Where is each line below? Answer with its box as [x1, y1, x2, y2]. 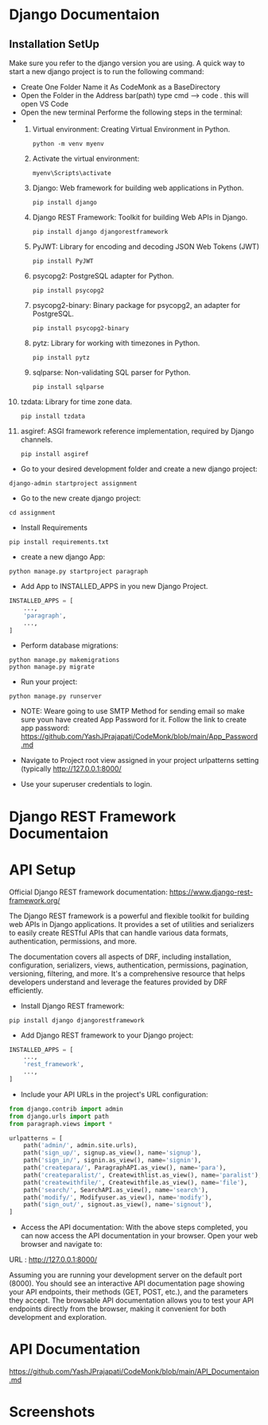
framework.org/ [9, 895, 60, 905]
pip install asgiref [20, 450, 89, 458]
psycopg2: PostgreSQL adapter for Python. [32, 271, 174, 280]
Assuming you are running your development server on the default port [9, 1271, 243, 1280]
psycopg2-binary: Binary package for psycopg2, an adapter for [32, 301, 241, 310]
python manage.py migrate [9, 663, 95, 672]
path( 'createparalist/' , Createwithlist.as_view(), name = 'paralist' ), [23, 1171, 262, 1179]
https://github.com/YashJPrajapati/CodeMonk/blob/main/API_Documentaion [9, 1367, 260, 1376]
